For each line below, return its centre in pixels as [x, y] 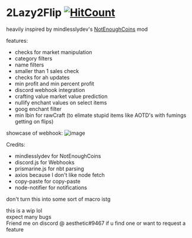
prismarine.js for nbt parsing [49, 169]
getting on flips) [34, 121]
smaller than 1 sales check [47, 71]
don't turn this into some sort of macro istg [58, 199]
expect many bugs [29, 217]
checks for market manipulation [53, 52]
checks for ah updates [42, 77]
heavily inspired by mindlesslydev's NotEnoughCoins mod [77, 29]
